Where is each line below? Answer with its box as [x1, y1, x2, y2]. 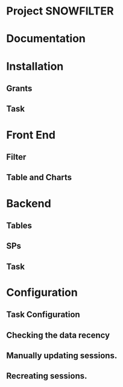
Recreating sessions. [6, 371, 87, 381]
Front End [6, 128, 56, 142]
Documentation [6, 32, 86, 46]
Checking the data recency [6, 330, 110, 340]
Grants [6, 83, 33, 93]
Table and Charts [6, 172, 72, 183]
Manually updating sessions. [6, 351, 118, 361]
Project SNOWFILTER [6, 4, 114, 18]
